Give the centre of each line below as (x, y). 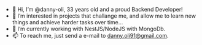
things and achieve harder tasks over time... (68, 22)
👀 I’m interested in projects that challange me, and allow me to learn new (104, 16)
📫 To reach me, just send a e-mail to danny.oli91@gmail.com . (90, 36)
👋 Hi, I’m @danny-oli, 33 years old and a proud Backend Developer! (97, 9)
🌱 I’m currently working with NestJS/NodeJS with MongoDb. (89, 29)
